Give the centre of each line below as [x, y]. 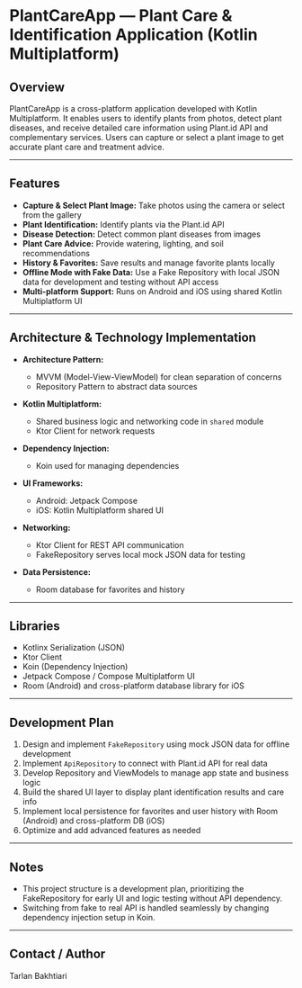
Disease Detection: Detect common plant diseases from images [141, 234]
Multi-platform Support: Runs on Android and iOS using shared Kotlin [152, 291]
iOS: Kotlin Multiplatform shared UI [100, 510]
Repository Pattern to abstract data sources [116, 386]
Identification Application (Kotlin [133, 35]
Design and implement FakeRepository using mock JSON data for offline [156, 744]
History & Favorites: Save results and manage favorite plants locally [149, 263]
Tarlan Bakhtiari [38, 975]
